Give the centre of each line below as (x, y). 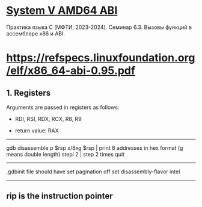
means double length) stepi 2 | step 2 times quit (66, 154)
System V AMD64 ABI (62, 11)
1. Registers (29, 93)
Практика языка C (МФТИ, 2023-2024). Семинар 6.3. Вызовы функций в (99, 27)
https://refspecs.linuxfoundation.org (101, 58)
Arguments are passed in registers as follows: (63, 107)
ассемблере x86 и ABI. (35, 33)
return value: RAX (37, 131)
